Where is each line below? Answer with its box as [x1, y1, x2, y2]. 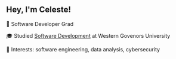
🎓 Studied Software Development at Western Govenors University [6, 32, 171, 39]
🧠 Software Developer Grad [6, 20, 74, 27]
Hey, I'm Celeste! [6, 5, 72, 15]
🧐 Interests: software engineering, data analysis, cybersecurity [6, 45, 160, 53]
